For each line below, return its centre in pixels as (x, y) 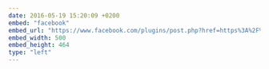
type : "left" (30, 52)
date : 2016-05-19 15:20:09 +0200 (64, 15)
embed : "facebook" (39, 23)
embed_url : (26, 30)
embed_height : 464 (39, 45)
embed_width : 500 (37, 38)
